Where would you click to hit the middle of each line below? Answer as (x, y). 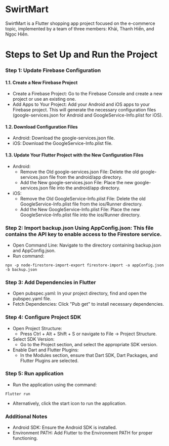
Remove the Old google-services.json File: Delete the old (79, 172)
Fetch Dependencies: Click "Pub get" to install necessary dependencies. (88, 304)
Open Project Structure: (37, 328)
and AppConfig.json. (34, 250)
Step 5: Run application (34, 374)
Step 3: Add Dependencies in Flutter (51, 282)
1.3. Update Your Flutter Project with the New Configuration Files (74, 155)
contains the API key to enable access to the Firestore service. (83, 234)
